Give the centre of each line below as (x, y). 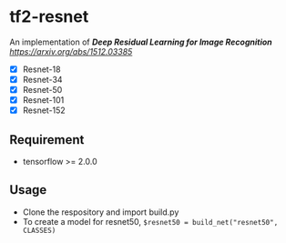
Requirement (47, 140)
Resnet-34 (42, 80)
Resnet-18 (41, 69)
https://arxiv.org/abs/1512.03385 (71, 51)
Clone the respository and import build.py (101, 212)
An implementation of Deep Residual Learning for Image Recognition (141, 42)
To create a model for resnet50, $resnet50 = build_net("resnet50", (150, 221)
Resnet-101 (43, 100)
